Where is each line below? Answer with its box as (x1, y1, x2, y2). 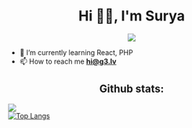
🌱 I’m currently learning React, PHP (19, 47, 133, 57)
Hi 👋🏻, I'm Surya (78, 7, 186, 25)
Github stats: (99, 82, 165, 96)
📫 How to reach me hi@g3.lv (19, 57, 117, 66)
